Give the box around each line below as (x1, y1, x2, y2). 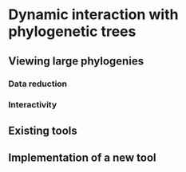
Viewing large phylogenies (8, 54, 144, 68)
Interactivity (8, 100, 57, 111)
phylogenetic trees (8, 22, 137, 41)
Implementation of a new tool (8, 151, 156, 165)
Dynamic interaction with (8, 6, 179, 24)
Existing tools (8, 123, 77, 137)
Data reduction (8, 78, 68, 89)
